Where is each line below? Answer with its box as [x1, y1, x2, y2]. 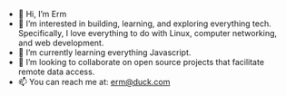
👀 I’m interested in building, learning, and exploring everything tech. [17, 18, 272, 29]
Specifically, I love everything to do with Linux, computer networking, [17, 28, 278, 38]
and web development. [17, 37, 104, 48]
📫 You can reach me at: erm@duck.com [17, 77, 171, 87]
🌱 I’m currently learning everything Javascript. [17, 47, 192, 58]
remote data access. [17, 66, 95, 77]
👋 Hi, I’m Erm [17, 9, 67, 19]
